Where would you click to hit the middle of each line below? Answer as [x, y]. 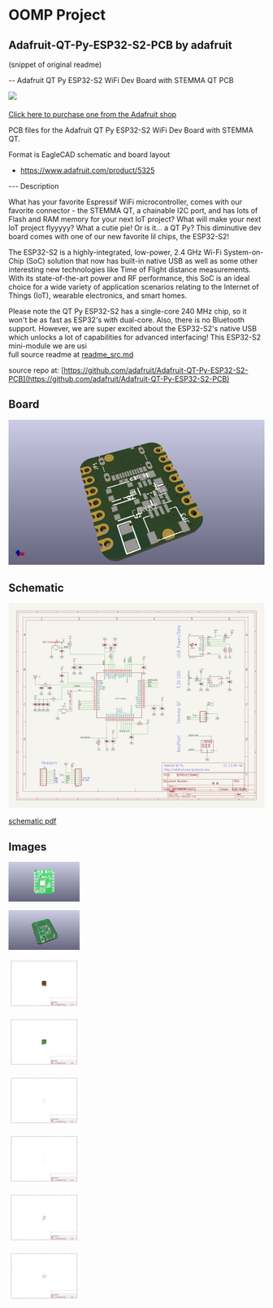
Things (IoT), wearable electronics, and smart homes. [98, 295]
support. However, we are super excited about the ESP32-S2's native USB [133, 328]
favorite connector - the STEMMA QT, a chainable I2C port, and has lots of [133, 210]
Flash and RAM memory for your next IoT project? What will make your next [135, 219]
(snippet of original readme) [55, 64]
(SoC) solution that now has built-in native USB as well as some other [142, 261]
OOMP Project [57, 15]
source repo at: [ [36, 370]
